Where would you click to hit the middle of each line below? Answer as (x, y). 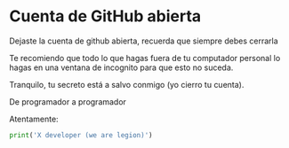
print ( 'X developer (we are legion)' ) (81, 135)
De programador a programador (68, 101)
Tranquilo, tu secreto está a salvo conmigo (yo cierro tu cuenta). (127, 84)
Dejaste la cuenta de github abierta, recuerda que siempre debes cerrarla (144, 41)
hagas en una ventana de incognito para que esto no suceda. (121, 67)
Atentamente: (34, 119)
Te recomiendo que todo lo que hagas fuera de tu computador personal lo (145, 58)
